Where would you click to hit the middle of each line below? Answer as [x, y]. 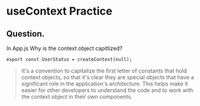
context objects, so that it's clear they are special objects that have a [107, 77]
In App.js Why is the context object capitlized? [65, 48]
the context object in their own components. [77, 97]
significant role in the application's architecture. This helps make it [105, 84]
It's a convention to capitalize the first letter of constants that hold [104, 71]
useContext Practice [59, 11]
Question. [26, 34]
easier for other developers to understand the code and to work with [107, 90]
